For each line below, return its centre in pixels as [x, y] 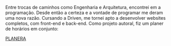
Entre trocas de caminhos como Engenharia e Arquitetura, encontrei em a [83, 7]
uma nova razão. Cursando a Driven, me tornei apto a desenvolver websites [85, 18]
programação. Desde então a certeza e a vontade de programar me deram [84, 13]
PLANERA [16, 38]
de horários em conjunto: [32, 29]
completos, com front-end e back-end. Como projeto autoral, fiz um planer [84, 23]
